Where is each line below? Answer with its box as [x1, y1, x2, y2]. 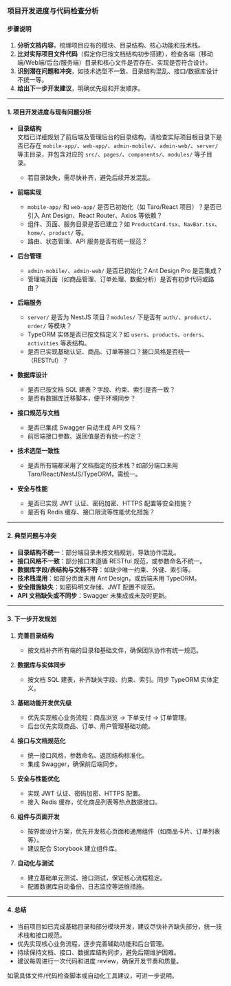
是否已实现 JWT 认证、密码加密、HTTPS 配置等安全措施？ [27, 499, 192, 507]
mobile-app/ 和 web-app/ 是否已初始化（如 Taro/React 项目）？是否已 [27, 203, 222, 211]
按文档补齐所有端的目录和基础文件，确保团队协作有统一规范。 [27, 646, 203, 654]
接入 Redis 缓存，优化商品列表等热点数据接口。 [27, 798, 162, 806]
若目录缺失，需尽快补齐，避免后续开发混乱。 [27, 174, 155, 182]
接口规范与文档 [16, 409, 60, 417]
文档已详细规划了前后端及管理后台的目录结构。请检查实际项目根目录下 [16, 133, 217, 141]
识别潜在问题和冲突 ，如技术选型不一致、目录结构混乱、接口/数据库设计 [16, 67, 219, 75]
